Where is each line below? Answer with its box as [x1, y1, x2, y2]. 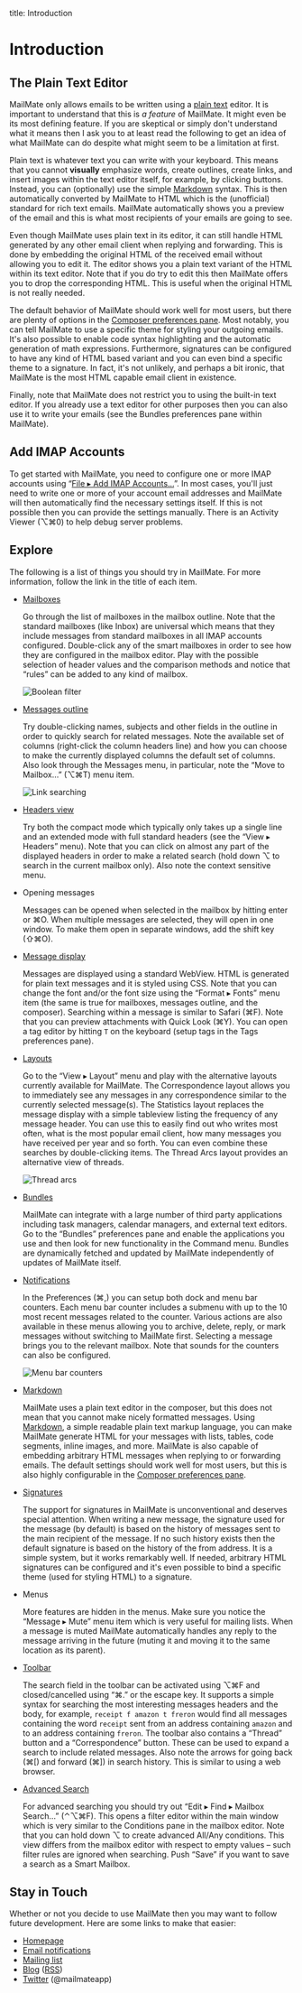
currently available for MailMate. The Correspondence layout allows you [22, 1080, 290, 1090]
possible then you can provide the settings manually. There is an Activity [9, 506, 279, 517]
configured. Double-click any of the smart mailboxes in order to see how [22, 640, 292, 651]
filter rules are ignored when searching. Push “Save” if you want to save [22, 1849, 290, 1859]
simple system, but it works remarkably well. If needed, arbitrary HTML [22, 1552, 287, 1562]
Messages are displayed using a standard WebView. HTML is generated [22, 968, 289, 978]
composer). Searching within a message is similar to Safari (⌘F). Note [22, 1006, 284, 1017]
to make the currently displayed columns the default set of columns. [22, 749, 276, 761]
